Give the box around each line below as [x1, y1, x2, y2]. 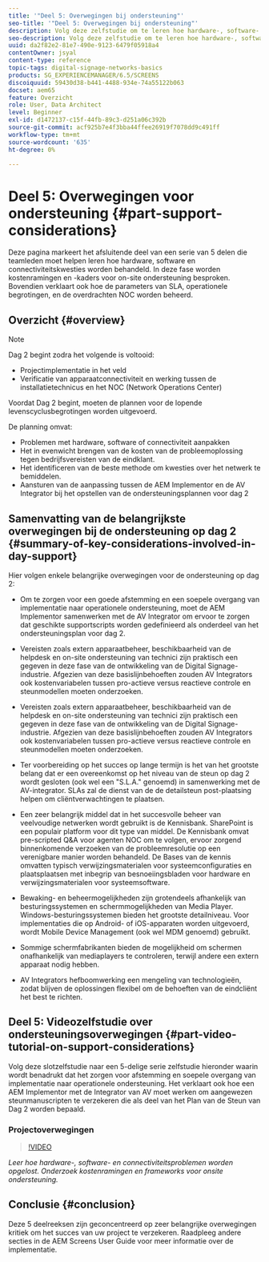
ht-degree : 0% [8, 146, 56, 154]
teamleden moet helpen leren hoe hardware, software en [8, 256, 196, 266]
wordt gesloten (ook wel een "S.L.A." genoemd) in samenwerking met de [19, 777, 260, 787]
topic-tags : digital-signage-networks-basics [8, 64, 163, 72]
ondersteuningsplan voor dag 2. [19, 628, 126, 638]
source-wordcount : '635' [8, 138, 91, 146]
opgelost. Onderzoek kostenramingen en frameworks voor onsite [8, 1166, 224, 1176]
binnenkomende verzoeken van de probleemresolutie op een [19, 843, 222, 853]
